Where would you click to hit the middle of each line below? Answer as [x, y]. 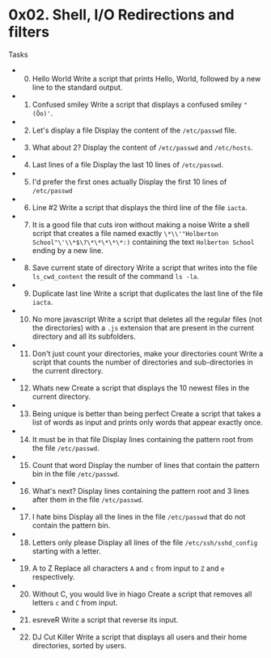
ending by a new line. [68, 250]
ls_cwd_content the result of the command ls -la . [116, 276]
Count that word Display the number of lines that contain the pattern [146, 465]
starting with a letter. [66, 550]
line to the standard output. [77, 87]
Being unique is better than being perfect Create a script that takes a [146, 413]
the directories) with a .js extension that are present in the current [143, 327]
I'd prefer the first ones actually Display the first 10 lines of [129, 181]
